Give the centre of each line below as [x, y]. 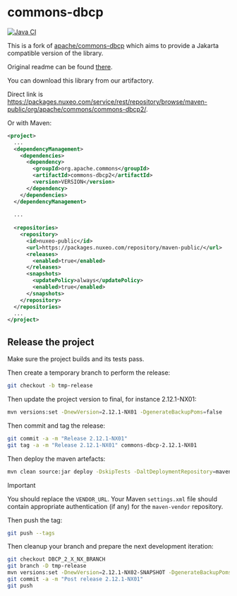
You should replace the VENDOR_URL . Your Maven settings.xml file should [112, 498]
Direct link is [25, 94]
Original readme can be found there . [60, 66]
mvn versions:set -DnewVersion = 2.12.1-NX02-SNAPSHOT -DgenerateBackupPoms [120, 573]
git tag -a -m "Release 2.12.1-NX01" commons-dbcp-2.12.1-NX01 [102, 445]
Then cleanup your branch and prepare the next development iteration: [110, 547]
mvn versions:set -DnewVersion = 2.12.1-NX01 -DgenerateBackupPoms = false [115, 412]
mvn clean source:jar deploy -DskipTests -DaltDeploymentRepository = [112, 472]
